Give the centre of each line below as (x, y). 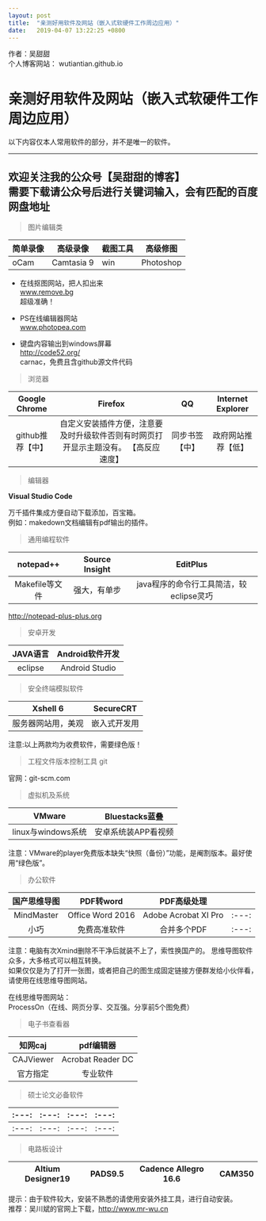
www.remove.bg (46, 292)
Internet (232, 399)
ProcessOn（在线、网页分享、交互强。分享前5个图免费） (101, 1007)
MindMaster (36, 915)
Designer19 (47, 1179)
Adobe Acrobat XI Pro (183, 915)
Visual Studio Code (40, 496)
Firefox (111, 404)
